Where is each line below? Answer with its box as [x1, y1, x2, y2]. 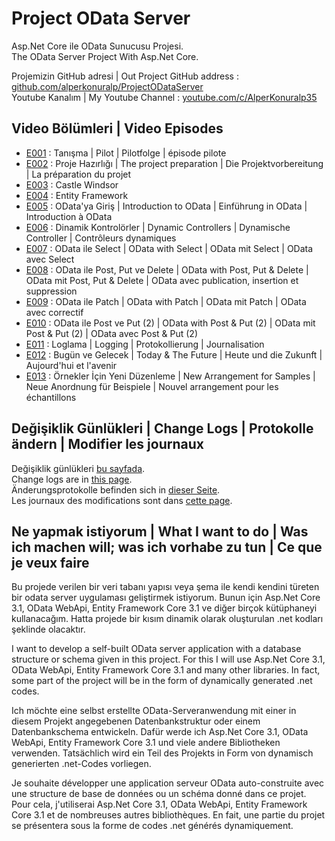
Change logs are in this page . [11, 473, 133, 485]
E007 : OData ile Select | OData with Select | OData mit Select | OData [25, 242, 314, 254]
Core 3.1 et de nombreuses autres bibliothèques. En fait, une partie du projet [11, 809, 326, 821]
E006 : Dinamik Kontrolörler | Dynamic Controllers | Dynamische [25, 221, 291, 233]
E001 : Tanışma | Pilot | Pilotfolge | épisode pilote [25, 147, 227, 159]
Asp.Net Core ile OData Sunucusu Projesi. [11, 40, 184, 52]
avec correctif [25, 306, 84, 318]
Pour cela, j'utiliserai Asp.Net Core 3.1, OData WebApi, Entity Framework [11, 798, 308, 811]
